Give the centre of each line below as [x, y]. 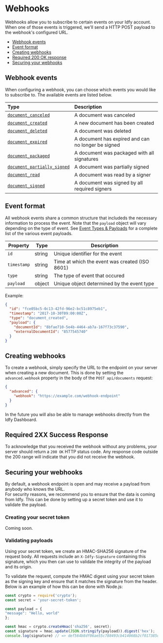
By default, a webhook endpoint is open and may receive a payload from [78, 484]
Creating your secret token [37, 517]
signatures [86, 159]
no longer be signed [97, 145]
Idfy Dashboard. [21, 419]
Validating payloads [29, 541]
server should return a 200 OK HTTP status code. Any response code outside [81, 452]
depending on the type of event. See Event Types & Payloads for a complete [81, 228]
